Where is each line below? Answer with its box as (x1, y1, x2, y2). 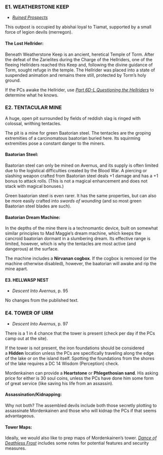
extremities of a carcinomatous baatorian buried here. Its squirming (5, 135, 141, 141)
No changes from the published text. (5, 297, 79, 303)
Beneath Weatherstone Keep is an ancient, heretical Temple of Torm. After (5, 51, 155, 57)
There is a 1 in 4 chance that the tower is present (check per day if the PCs (5, 330, 155, 336)
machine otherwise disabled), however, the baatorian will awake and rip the (5, 261, 157, 267)
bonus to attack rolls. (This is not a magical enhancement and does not (5, 178, 148, 184)
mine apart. (5, 266, 28, 272)
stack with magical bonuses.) (5, 183, 64, 189)
